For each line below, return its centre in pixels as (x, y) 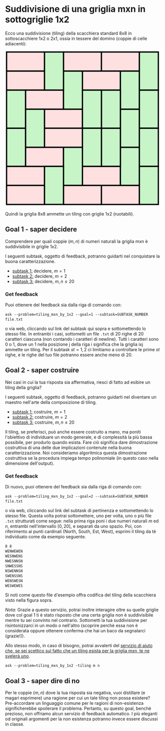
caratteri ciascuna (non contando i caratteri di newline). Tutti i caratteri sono (82, 339)
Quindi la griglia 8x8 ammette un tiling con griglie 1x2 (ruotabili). (69, 214)
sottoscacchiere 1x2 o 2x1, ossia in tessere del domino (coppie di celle (76, 38)
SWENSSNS (14, 576)
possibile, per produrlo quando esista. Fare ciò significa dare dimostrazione (82, 442)
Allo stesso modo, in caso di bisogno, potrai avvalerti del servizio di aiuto (79, 646)
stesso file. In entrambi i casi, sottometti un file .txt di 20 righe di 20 (74, 334)
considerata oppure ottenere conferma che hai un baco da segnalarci (75, 631)
